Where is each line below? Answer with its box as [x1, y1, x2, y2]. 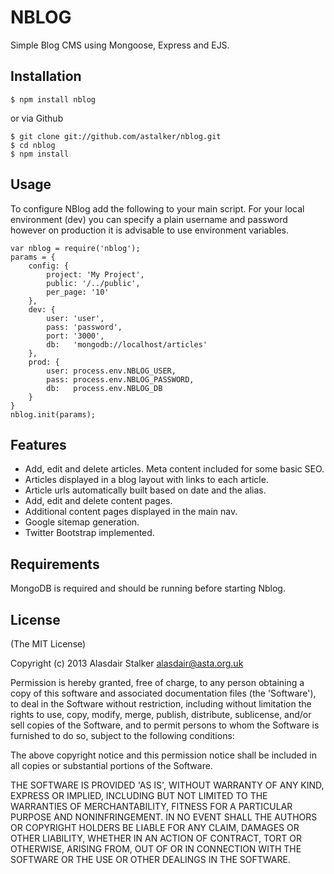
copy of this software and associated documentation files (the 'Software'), [10, 687, 317, 699]
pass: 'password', [46, 322, 123, 332]
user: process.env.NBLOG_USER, [46, 366, 177, 376]
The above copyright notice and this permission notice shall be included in [10, 749, 317, 761]
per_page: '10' [46, 287, 110, 297]
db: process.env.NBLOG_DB [46, 383, 163, 393]
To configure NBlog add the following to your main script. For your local [10, 202, 305, 215]
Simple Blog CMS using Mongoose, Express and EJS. [10, 39, 230, 51]
